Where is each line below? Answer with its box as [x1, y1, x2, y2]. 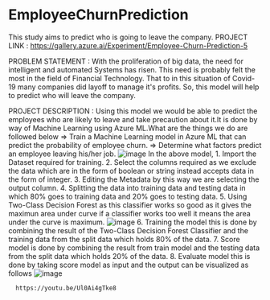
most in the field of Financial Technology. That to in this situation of [8, 73, 231, 83]
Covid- [231, 73, 256, 83]
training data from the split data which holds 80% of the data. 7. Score [8, 234, 240, 244]
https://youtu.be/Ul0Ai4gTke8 [15, 284, 117, 292]
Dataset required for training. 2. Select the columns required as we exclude [8, 157, 257, 166]
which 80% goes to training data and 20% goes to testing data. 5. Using [8, 191, 247, 201]
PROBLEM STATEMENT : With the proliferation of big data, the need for [8, 56, 243, 66]
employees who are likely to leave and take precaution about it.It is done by [8, 114, 258, 124]
